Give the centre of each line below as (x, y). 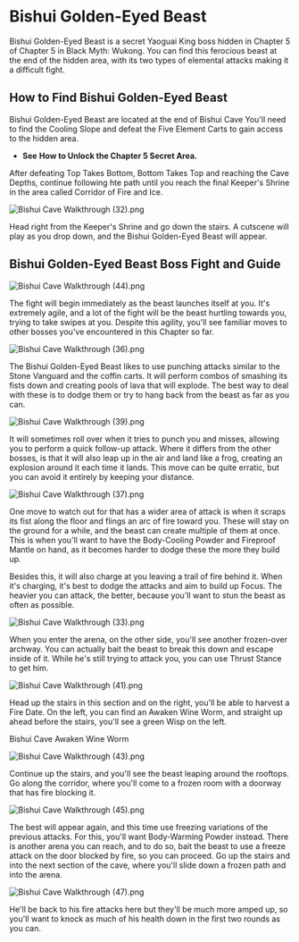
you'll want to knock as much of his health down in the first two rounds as (145, 919)
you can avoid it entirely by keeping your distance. (102, 476)
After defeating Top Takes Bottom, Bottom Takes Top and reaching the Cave (149, 172)
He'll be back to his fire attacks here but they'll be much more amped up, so (149, 909)
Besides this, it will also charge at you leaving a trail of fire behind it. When (146, 576)
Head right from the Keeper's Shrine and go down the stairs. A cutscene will (149, 226)
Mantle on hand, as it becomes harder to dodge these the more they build (145, 549)
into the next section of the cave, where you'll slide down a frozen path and (148, 865)
